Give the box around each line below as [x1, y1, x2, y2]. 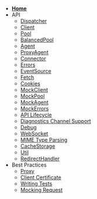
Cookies [20, 80, 41, 87]
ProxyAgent [20, 49, 49, 55]
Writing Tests [20, 180, 53, 187]
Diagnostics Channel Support [20, 118, 92, 124]
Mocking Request [20, 187, 63, 193]
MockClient [20, 87, 49, 93]
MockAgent [20, 99, 49, 105]
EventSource [20, 68, 51, 74]
